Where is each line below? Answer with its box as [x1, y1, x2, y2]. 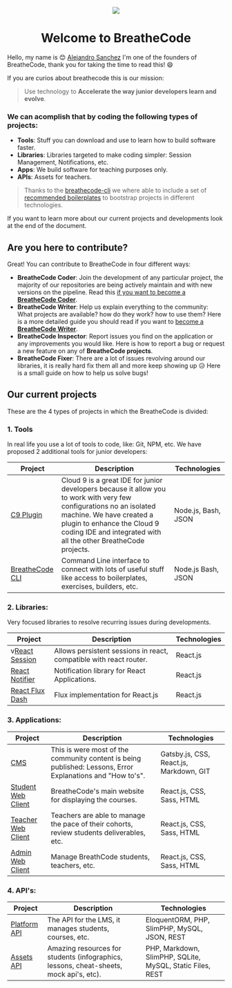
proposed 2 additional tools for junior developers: [7, 448, 148, 456]
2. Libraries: [7, 602, 48, 612]
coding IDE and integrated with [61, 527, 162, 537]
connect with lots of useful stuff [61, 564, 164, 574]
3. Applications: [7, 715, 62, 725]
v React [10, 646, 33, 656]
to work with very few [61, 493, 132, 502]
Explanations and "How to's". [50, 770, 146, 780]
